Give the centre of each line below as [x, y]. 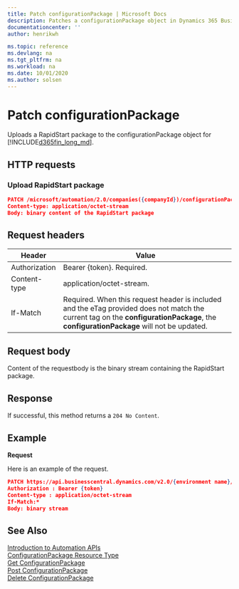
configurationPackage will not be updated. [135, 326]
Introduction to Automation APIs [54, 548]
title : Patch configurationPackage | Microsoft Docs [87, 14]
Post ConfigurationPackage [48, 570]
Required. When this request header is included [142, 299]
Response [30, 398]
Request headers [46, 235]
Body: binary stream [38, 509]
